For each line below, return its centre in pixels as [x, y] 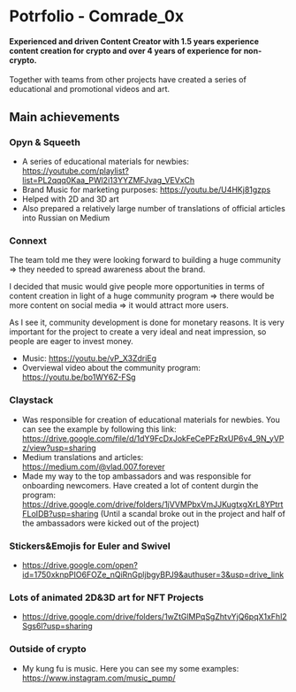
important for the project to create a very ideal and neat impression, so [138, 332]
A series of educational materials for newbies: [106, 162]
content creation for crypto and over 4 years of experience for [126, 50]
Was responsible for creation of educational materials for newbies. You [151, 419]
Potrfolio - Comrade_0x [96, 16]
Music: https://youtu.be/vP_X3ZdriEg [89, 358]
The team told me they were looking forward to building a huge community [145, 260]
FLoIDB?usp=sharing [60, 513]
